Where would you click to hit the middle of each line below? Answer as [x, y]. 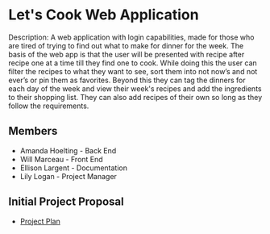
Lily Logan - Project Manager [68, 176]
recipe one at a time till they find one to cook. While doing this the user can [133, 63]
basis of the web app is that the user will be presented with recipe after [127, 54]
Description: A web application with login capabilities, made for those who [131, 37]
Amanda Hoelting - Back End [68, 150]
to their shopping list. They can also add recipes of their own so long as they [135, 97]
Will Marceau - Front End [61, 159]
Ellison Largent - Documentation [73, 168]
